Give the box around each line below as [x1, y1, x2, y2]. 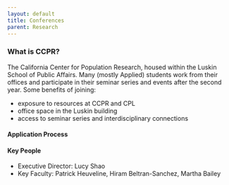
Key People [7, 146, 42, 155]
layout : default [7, 10, 55, 18]
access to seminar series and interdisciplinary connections [17, 114, 189, 122]
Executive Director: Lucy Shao [17, 162, 106, 170]
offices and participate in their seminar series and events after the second [7, 78, 222, 86]
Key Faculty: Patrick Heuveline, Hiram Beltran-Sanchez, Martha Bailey [17, 169, 221, 178]
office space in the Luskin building [17, 107, 118, 115]
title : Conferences [7, 17, 65, 24]
